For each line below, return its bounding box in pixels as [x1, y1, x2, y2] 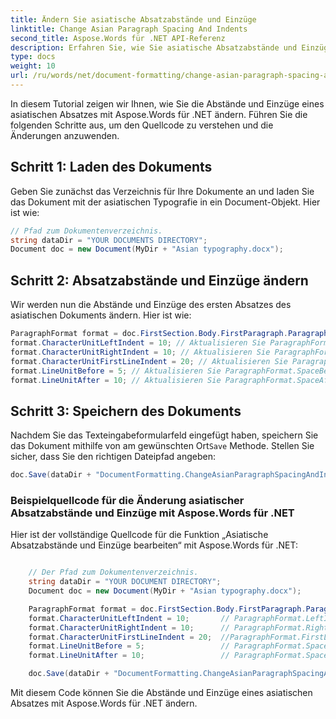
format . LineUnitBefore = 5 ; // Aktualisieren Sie [10, 366, 222, 376]
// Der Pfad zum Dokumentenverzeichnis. [28, 567, 199, 578]
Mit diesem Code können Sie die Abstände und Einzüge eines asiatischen [10, 687, 313, 699]
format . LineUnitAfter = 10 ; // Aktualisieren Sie [10, 375, 222, 385]
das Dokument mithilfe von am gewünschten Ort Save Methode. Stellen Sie [10, 440, 315, 452]
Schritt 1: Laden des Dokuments [10, 159, 213, 176]
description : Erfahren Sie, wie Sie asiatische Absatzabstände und [10, 42, 298, 53]
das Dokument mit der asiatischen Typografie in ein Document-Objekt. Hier [10, 196, 321, 208]
